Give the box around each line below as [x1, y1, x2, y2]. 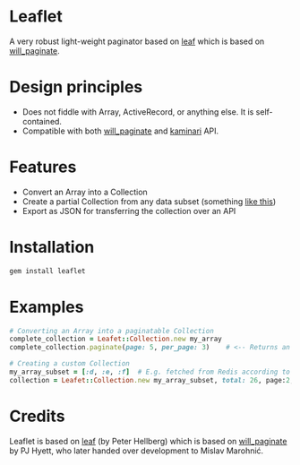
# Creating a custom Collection [9, 359, 130, 368]
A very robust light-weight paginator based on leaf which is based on [9, 36, 265, 47]
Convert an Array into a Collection [21, 186, 148, 197]
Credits [9, 406, 65, 426]
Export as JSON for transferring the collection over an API [21, 205, 236, 216]
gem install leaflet [9, 266, 87, 275]
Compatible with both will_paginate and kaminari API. [21, 125, 219, 136]
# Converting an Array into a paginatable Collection [9, 326, 215, 335]
